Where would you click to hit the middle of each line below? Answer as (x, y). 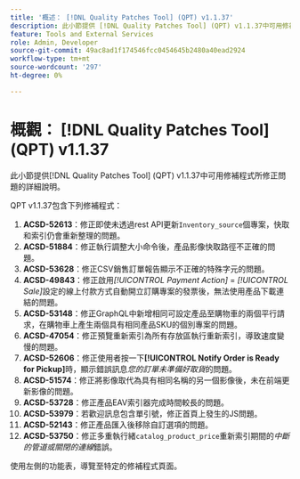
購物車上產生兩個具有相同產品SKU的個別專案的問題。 (145, 324)
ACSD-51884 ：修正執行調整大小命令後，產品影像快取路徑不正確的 (145, 247)
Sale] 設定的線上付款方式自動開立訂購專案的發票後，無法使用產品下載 (150, 291)
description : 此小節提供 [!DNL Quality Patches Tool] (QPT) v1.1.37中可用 (146, 26)
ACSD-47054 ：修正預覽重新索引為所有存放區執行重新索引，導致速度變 (154, 336)
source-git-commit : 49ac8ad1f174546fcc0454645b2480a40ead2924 (128, 51)
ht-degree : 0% (36, 76)
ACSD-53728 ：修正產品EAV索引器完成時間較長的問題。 (126, 402)
